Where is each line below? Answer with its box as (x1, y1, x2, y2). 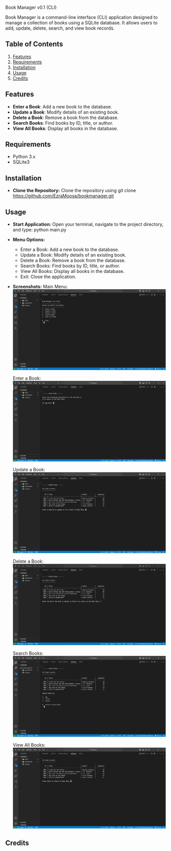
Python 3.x (12, 153, 36, 160)
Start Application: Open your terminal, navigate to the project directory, (12, 221, 164, 227)
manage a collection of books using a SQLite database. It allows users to (5, 20, 158, 26)
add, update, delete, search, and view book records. (5, 25, 115, 31)
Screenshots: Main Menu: (12, 284, 68, 290)
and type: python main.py (12, 227, 67, 233)
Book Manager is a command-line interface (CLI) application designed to (5, 14, 158, 20)
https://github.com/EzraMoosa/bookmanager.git (12, 193, 114, 199)
